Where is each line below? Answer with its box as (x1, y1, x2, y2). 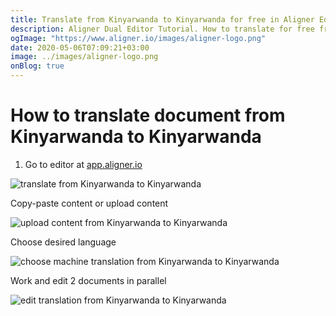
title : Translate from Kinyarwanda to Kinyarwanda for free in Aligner (10, 14, 315, 25)
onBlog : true (10, 61, 65, 71)
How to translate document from (10, 104, 286, 127)
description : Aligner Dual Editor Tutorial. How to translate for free (10, 24, 315, 34)
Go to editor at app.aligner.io (24, 158, 143, 170)
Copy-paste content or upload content (10, 197, 169, 209)
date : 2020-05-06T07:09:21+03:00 (10, 42, 150, 53)
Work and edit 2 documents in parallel (10, 274, 167, 286)
